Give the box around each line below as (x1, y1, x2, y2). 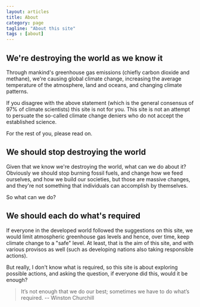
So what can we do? (6, 193, 57, 200)
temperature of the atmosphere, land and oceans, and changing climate (6, 81, 183, 88)
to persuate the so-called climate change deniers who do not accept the (6, 111, 183, 119)
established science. (6, 118, 57, 125)
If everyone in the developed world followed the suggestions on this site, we (6, 227, 193, 234)
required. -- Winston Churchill (20, 294, 94, 301)
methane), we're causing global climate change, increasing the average (6, 75, 182, 82)
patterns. (6, 88, 29, 95)
